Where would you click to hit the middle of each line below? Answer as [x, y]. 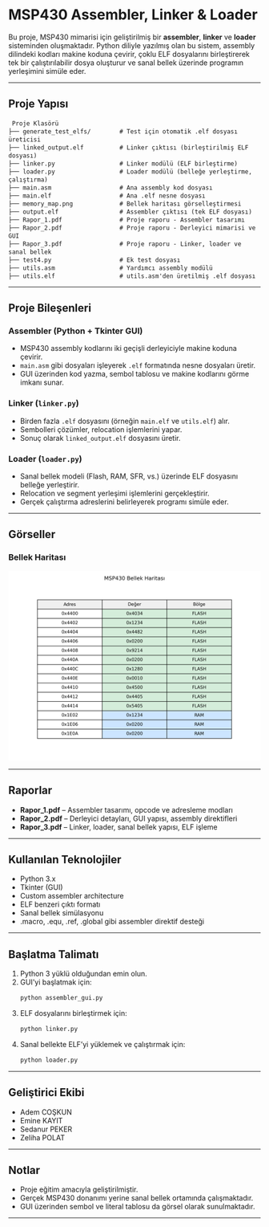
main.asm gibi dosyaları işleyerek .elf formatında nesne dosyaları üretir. [138, 365]
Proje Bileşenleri [50, 308]
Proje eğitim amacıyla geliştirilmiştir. [79, 1189]
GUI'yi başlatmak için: [56, 982]
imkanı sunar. [42, 382]
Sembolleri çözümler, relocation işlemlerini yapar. [101, 429]
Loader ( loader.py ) [45, 459]
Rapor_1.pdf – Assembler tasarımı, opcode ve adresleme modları [126, 809]
